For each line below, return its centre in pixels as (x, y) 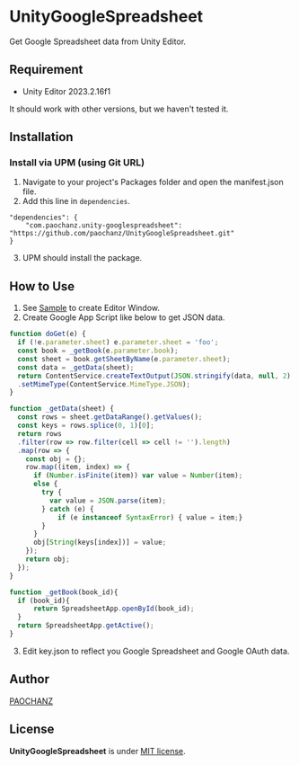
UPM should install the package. (82, 258)
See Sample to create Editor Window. (91, 308)
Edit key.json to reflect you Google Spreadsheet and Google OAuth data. (156, 651)
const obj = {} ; (56, 459)
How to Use (42, 286)
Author (29, 679)
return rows (40, 433)
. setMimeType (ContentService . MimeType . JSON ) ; (104, 384)
